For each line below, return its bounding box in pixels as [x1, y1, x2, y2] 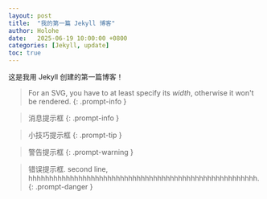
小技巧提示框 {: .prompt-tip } [27, 130, 122, 140]
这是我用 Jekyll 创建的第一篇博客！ [8, 72, 124, 81]
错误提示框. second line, [27, 164, 109, 173]
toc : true [8, 49, 42, 57]
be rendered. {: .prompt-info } [27, 97, 127, 106]
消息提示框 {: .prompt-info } [27, 113, 120, 123]
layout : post [8, 11, 52, 20]
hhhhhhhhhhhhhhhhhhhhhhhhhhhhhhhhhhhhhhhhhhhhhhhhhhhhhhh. [27, 173, 260, 183]
